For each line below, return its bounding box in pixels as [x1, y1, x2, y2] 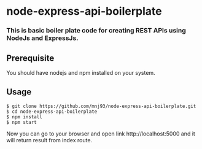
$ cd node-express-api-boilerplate [6, 109, 98, 115]
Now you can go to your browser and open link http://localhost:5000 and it [6, 130, 195, 137]
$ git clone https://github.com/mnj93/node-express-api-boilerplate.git [6, 103, 196, 109]
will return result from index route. [6, 136, 93, 143]
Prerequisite [6, 53, 55, 63]
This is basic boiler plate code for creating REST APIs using [6, 26, 186, 35]
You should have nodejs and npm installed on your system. [6, 69, 155, 76]
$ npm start [6, 119, 37, 125]
